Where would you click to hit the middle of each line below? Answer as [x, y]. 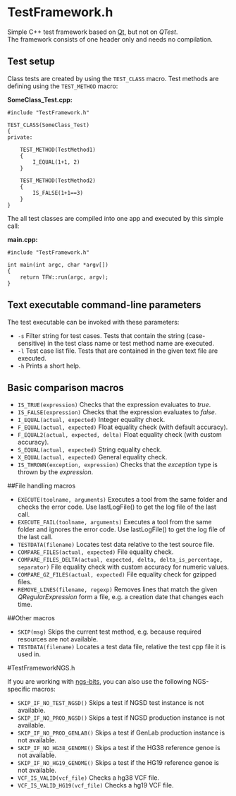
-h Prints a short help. [49, 366]
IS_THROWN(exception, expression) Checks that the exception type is [118, 465]
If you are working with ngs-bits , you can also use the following [99, 682]
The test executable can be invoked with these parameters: [93, 322]
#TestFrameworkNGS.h [41, 668]
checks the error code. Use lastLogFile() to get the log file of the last [117, 507]
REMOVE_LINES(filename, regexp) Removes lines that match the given [117, 589]
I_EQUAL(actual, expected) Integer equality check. [91, 420]
